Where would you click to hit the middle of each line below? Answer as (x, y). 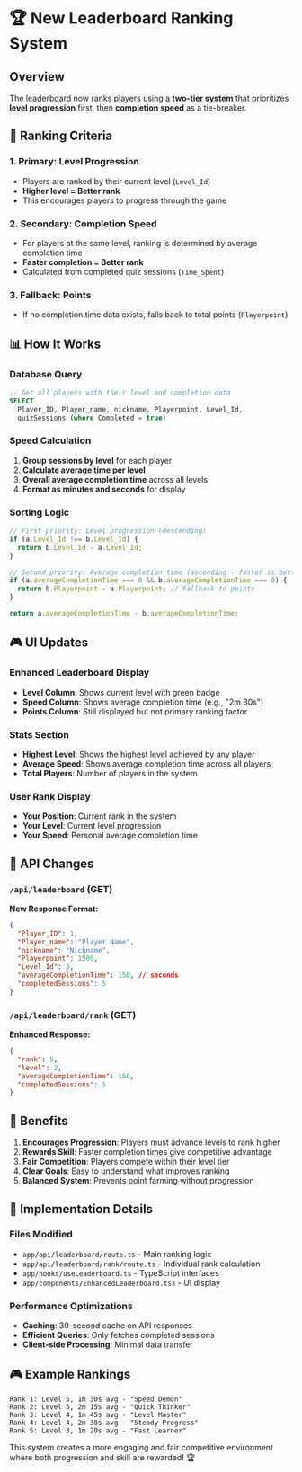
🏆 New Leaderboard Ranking (121, 18)
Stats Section (39, 734)
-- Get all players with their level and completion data (120, 393)
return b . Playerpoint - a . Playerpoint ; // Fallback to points (136, 589)
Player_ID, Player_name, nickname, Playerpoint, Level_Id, (130, 409)
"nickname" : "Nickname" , (64, 950)
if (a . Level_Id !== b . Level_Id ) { (74, 539)
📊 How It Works (55, 344)
